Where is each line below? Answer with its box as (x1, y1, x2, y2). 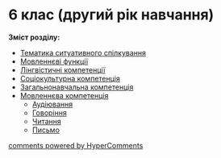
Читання (31, 116, 62, 126)
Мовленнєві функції (19, 56, 89, 66)
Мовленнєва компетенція (19, 90, 109, 100)
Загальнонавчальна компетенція (19, 82, 134, 92)
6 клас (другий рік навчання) (8, 6, 215, 24)
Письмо (31, 125, 60, 135)
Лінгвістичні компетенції (19, 64, 106, 74)
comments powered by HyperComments (8, 140, 144, 150)
